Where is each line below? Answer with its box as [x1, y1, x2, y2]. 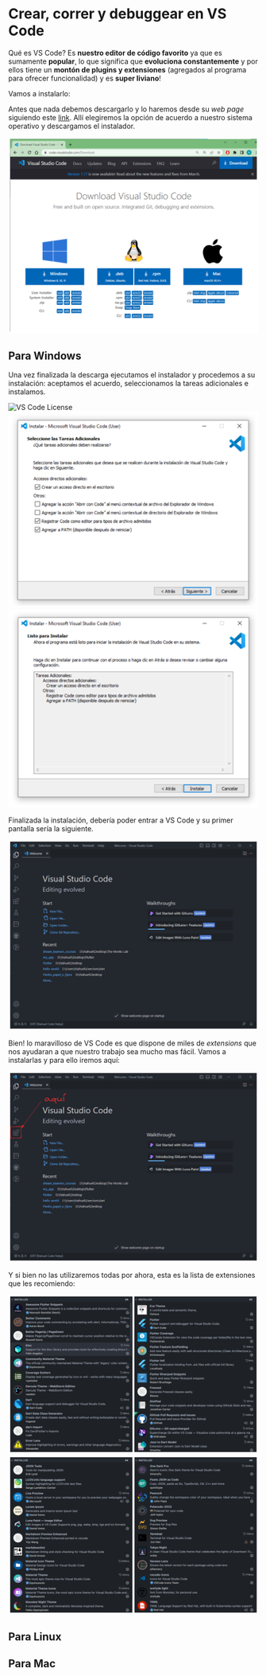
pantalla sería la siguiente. [8, 823, 94, 833]
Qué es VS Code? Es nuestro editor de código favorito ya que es [8, 48, 222, 57]
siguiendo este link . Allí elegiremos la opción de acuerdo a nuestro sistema [8, 112, 253, 122]
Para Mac [8, 1657, 56, 1670]
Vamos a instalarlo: [8, 88, 71, 98]
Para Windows [8, 349, 82, 362]
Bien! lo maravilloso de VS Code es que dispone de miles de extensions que [8, 1038, 256, 1048]
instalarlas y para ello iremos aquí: [8, 1056, 121, 1065]
